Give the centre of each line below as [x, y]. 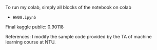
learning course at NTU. [31, 42]
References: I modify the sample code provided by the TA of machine [79, 37]
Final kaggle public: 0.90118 [35, 27]
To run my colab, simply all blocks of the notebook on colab [68, 7]
